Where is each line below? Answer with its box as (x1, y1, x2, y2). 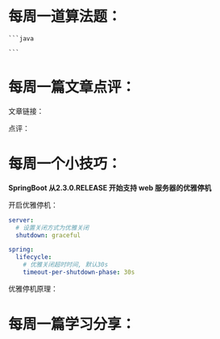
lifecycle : (15, 253, 52, 262)
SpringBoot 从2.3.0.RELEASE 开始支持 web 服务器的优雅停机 (8, 182, 212, 192)
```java (8, 34, 35, 43)
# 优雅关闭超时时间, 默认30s (23, 261, 109, 269)
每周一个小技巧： (8, 155, 122, 174)
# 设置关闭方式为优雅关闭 (15, 224, 89, 232)
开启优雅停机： (8, 199, 58, 210)
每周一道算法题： (8, 7, 122, 26)
